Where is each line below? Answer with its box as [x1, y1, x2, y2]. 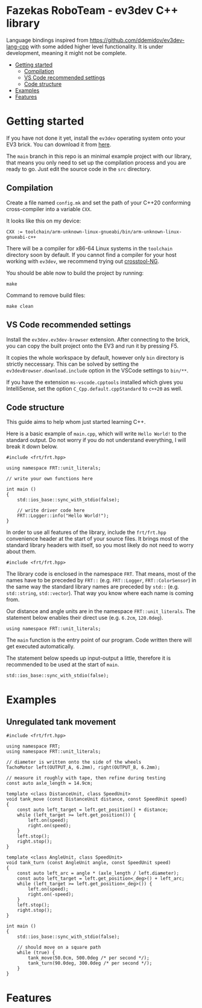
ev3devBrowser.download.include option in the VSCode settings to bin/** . [6, 366, 189, 374]
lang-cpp [6, 43, 29, 50]
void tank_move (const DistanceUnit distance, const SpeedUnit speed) [6, 796, 188, 802]
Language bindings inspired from [6, 36, 89, 44]
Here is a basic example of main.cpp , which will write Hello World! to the [6, 430, 187, 437]
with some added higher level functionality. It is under [30, 43, 164, 50]
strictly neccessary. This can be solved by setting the [6, 360, 139, 368]
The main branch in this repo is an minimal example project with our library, [6, 152, 192, 160]
